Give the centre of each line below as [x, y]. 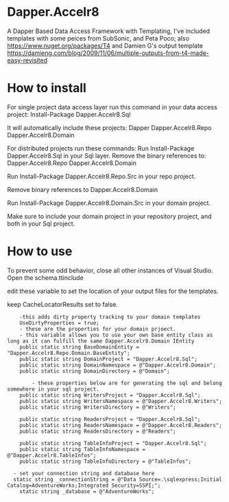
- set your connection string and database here [84, 473]
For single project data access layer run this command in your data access [112, 107]
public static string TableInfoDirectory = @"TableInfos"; [106, 461]
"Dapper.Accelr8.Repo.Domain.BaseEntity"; [69, 353]
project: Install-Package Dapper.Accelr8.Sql [69, 114]
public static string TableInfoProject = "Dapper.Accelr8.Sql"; [113, 443]
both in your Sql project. [41, 223]
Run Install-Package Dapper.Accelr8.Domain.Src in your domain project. [109, 203]
